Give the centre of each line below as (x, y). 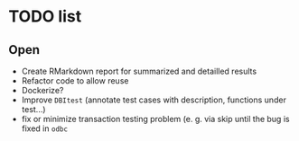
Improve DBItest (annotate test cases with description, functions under (154, 100)
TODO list (45, 17)
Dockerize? (42, 90)
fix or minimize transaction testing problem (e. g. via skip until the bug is (155, 119)
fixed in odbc (45, 128)
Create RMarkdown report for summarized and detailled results (139, 71)
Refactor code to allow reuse (75, 81)
